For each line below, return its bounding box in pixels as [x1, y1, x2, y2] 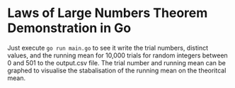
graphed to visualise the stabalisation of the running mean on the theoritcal [7, 66, 227, 75]
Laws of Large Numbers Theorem [7, 5, 208, 21]
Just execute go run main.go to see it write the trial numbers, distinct [7, 43, 209, 52]
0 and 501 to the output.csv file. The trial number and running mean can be [7, 58, 227, 67]
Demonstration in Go [7, 20, 132, 36]
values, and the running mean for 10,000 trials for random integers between [7, 51, 228, 60]
